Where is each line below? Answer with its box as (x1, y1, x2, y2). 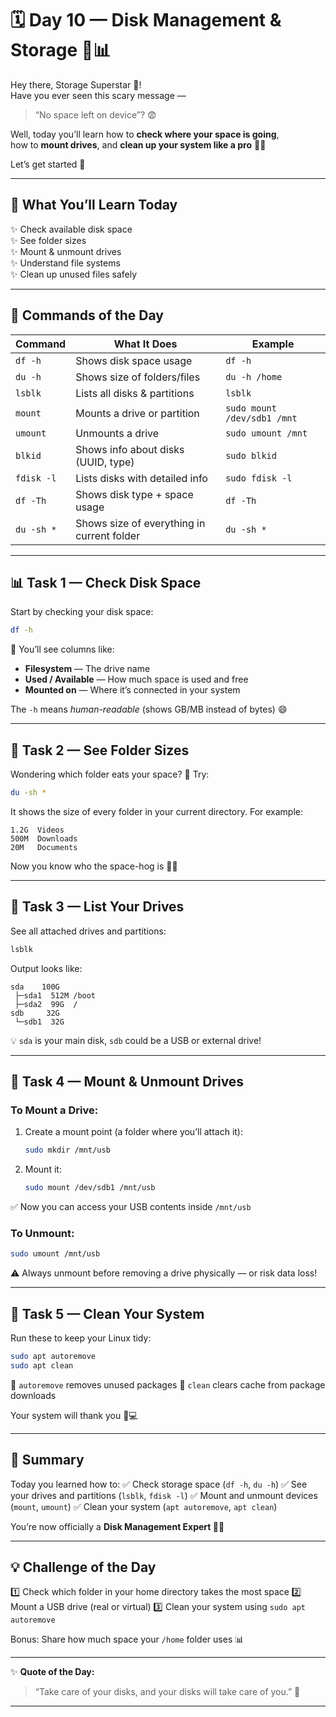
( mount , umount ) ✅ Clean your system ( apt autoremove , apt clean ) (10, 1500, 278, 1512)
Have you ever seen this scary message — (10, 89, 187, 101)
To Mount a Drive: (10, 1103, 99, 1117)
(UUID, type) (75, 455, 135, 469)
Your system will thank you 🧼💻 (10, 1409, 138, 1421)
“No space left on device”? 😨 (34, 108, 157, 121)
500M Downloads (10, 833, 78, 844)
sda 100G (10, 982, 60, 992)
